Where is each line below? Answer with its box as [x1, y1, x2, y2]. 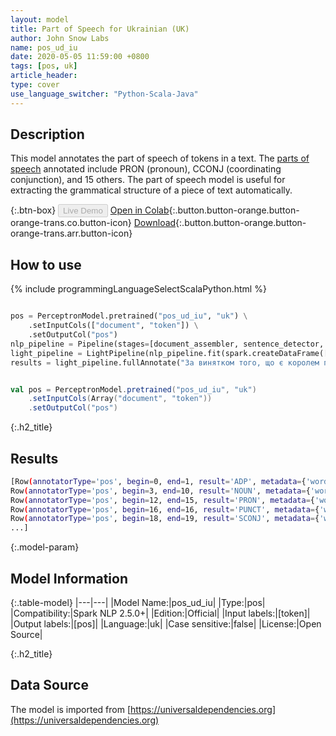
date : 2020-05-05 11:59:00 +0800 [10, 52, 150, 62]
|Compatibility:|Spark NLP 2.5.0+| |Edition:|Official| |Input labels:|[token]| [10, 607, 311, 619]
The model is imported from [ [10, 703, 132, 715]
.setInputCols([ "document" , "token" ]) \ [28, 321, 199, 331]
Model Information [10, 570, 129, 587]
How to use [10, 256, 82, 273]
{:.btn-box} [10, 204, 57, 216]
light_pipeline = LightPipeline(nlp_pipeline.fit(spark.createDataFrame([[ [10, 348, 333, 358]
